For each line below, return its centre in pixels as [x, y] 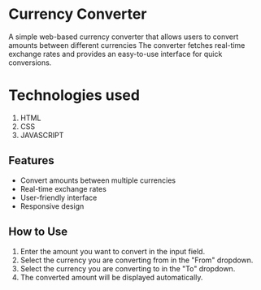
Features [31, 160]
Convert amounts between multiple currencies [98, 180]
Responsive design [52, 206]
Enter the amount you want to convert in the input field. [113, 251]
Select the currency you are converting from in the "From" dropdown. [137, 260]
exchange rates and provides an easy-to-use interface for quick [115, 54]
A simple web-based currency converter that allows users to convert [124, 37]
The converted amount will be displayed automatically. [111, 277]
